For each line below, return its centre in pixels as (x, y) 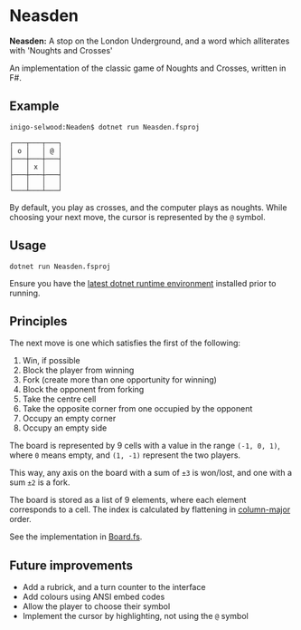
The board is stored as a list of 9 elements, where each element (128, 500)
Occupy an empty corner (69, 419)
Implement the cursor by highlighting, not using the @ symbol (135, 616)
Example (34, 107)
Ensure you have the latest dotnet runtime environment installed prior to (143, 283)
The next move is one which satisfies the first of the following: (125, 343)
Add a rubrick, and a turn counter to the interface (114, 587)
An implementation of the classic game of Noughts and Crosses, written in (148, 68)
